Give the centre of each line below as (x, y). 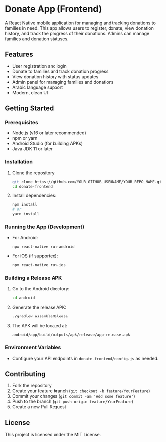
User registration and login (39, 66)
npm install (25, 205)
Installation (19, 162)
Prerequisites (22, 123)
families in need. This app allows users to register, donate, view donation (79, 28)
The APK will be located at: (40, 326)
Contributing (25, 374)
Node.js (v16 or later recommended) (49, 133)
